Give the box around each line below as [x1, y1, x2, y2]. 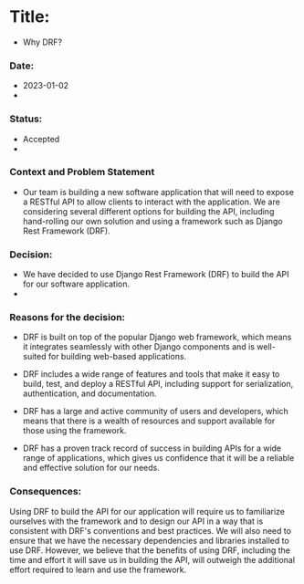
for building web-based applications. [47, 351, 187, 362]
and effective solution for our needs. [22, 463, 160, 474]
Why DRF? [22, 36, 63, 47]
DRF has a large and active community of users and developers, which [22, 406, 289, 417]
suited [22, 351, 47, 362]
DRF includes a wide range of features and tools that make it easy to [22, 369, 280, 380]
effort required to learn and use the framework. [9, 564, 187, 575]
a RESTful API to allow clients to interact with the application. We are [22, 196, 280, 207]
